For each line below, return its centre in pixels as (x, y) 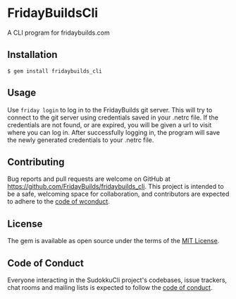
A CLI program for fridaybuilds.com (59, 33)
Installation (32, 55)
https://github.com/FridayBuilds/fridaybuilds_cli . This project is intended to (116, 187)
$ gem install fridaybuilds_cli (55, 71)
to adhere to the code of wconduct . (59, 201)
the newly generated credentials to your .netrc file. (81, 140)
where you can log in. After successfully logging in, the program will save (114, 132)
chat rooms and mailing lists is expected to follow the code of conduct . (110, 287)
